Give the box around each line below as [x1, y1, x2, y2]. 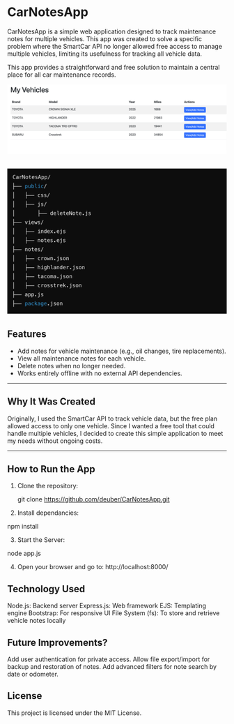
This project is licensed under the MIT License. [7, 709, 142, 717]
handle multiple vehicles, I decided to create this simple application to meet [7, 429, 224, 437]
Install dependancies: [17, 508, 79, 517]
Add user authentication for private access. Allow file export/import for [7, 655, 210, 663]
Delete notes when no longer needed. [17, 361, 126, 370]
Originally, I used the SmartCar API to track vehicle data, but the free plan [7, 414, 218, 423]
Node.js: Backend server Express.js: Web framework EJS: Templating [7, 601, 207, 610]
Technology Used [7, 583, 86, 595]
